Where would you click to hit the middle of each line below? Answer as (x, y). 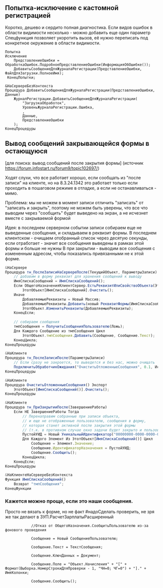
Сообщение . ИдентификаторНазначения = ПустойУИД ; (81, 448)
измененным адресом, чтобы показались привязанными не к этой (74, 254)
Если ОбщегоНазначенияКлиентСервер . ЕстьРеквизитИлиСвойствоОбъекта (83, 286)
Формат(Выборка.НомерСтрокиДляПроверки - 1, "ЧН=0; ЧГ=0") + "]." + (76, 568)
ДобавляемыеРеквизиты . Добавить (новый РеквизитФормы (76, 304)
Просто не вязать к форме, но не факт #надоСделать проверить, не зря (80, 512)
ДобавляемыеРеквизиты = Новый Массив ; (62, 299)
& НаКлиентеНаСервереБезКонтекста (39, 475)
